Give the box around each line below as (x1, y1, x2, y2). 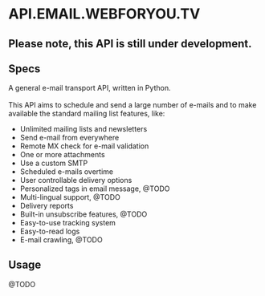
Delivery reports (19, 201, 74, 210)
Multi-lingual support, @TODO (19, 193, 120, 201)
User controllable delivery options (19, 176, 132, 184)
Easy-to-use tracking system (19, 218, 116, 227)
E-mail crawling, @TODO (19, 235, 103, 245)
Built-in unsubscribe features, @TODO (19, 209, 148, 219)
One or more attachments (19, 150, 106, 159)
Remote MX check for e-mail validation (19, 141, 149, 151)
